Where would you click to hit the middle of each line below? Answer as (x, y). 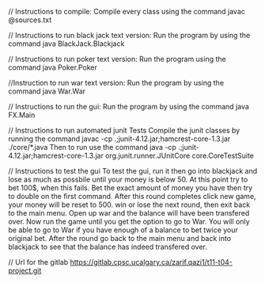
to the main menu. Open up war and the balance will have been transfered (129, 213)
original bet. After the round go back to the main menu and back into (120, 238)
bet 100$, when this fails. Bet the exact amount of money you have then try (131, 188)
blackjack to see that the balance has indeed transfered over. (108, 247)
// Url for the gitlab (38, 262)
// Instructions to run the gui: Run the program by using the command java (129, 107)
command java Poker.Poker (53, 67)
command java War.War (47, 91)
